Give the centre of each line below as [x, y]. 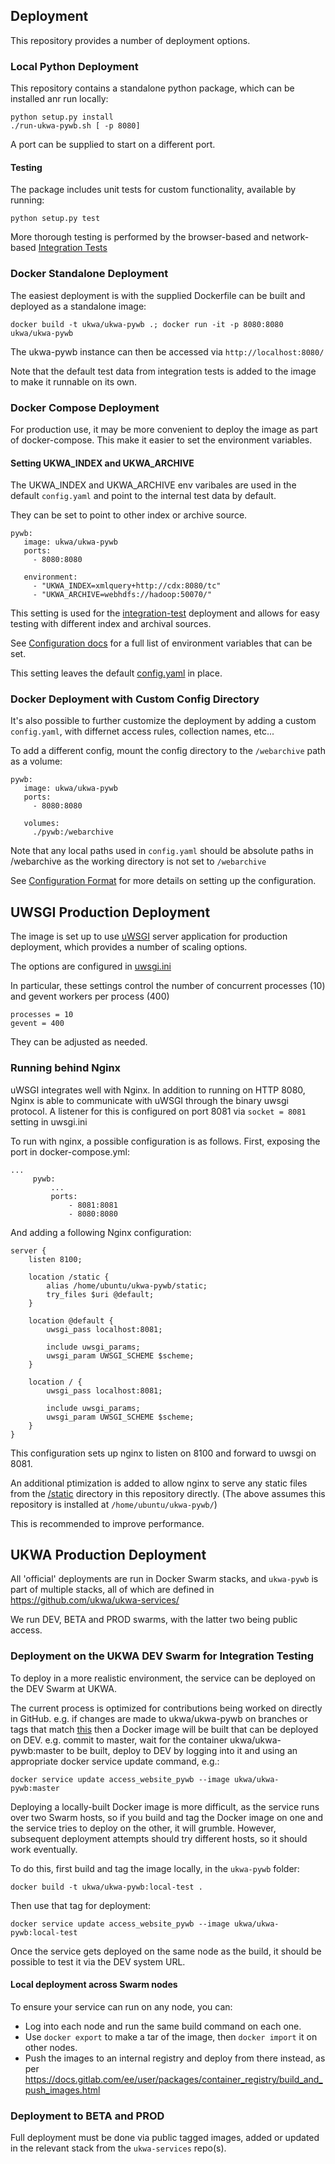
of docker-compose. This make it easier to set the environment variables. [161, 440]
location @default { [71, 1320]
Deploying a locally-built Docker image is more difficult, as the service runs [165, 1806]
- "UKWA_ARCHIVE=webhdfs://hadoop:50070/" [122, 595]
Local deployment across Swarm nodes [94, 1985]
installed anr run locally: [59, 99]
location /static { [69, 1277]
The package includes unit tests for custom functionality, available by [153, 190]
